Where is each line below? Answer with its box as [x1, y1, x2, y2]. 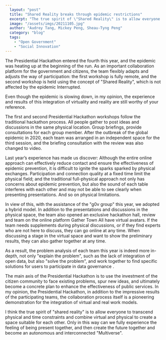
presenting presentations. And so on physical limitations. [5, 192, 121, 197]
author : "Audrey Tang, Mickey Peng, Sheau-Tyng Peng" [9, 26, 123, 31]
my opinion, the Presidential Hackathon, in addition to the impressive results [5, 289, 160, 294]
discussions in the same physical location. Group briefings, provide [5, 124, 142, 130]
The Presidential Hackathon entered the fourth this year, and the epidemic [5, 57, 156, 63]
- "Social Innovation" [14, 44, 61, 49]
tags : [9, 35, 21, 40]
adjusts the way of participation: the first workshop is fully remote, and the [5, 73, 157, 79]
